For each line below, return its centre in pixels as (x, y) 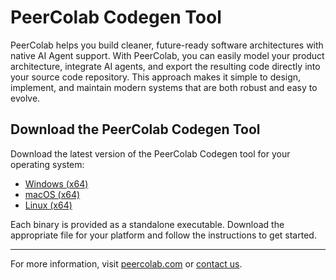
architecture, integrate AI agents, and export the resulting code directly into (165, 66)
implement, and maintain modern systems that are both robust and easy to (164, 87)
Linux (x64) (48, 205)
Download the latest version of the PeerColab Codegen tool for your (150, 153)
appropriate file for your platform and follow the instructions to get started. (163, 235)
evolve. (25, 98)
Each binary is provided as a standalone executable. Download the (147, 224)
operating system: (47, 164)
